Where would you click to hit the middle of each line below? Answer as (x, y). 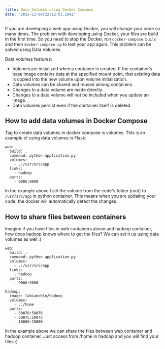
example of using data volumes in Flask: (46, 138)
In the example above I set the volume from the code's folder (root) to (76, 191)
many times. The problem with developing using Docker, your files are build (82, 34)
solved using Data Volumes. (33, 49)
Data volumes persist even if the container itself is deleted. (72, 105)
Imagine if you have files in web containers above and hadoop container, (79, 229)
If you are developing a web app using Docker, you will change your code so (82, 28)
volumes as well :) (23, 239)
